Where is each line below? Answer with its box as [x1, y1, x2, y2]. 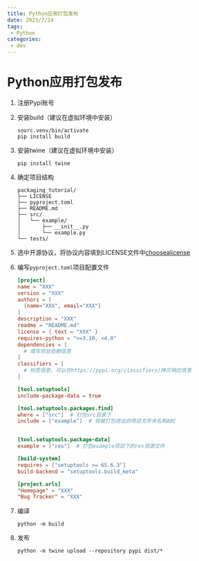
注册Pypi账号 [17, 98, 55, 107]
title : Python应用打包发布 [7, 10, 79, 17]
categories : [7, 36, 41, 43]
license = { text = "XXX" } [17, 328, 99, 335]
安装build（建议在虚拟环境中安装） [17, 113, 117, 121]
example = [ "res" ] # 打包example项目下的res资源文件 [17, 443, 165, 450]
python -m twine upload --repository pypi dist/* [17, 548, 164, 555]
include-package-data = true [17, 392, 102, 399]
